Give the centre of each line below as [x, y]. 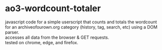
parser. [12, 32]
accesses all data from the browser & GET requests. [57, 37]
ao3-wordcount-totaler [53, 8]
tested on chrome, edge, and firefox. [42, 42]
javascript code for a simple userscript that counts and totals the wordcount [81, 22]
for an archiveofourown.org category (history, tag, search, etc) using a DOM [81, 27]
